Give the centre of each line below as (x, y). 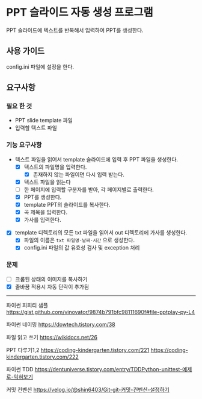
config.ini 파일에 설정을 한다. (40, 66)
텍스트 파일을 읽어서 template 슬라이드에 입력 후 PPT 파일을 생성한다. (96, 159)
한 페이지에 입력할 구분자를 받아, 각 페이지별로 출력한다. (89, 189)
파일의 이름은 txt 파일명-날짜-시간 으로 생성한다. (79, 240)
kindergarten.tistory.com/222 (43, 357)
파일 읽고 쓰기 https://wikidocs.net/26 (52, 337)
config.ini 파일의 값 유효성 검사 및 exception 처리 (82, 248)
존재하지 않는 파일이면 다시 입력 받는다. (79, 174)
